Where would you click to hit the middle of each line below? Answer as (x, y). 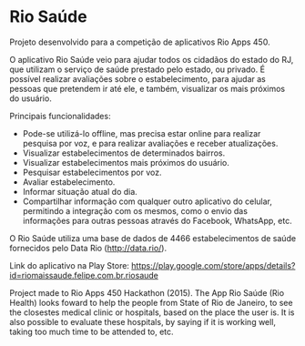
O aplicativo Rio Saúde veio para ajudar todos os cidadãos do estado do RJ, (152, 59)
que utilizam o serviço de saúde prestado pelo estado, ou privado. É (137, 69)
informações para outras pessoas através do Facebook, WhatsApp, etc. (158, 220)
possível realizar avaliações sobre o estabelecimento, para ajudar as (137, 78)
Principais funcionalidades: (60, 116)
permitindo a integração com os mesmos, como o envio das (135, 210)
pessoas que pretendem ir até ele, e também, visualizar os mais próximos (147, 88)
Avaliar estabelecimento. (69, 182)
